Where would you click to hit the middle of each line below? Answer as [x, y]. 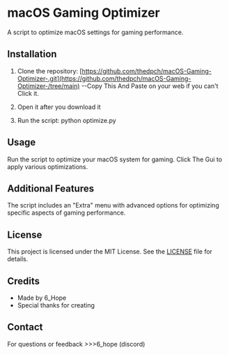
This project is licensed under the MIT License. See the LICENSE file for [110, 252]
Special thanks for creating [56, 305]
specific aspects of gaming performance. [66, 213]
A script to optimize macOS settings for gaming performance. [95, 32]
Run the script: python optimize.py [66, 120]
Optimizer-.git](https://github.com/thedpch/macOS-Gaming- [104, 78]
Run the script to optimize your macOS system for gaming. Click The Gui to [115, 159]
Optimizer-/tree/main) [48, 86]
